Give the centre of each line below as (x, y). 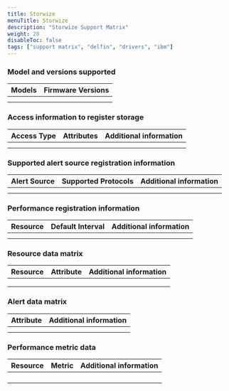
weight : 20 (23, 34)
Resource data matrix (45, 254)
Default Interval (78, 227)
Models (24, 90)
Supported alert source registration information (91, 163)
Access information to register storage (76, 117)
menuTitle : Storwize (38, 21)
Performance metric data (52, 347)
